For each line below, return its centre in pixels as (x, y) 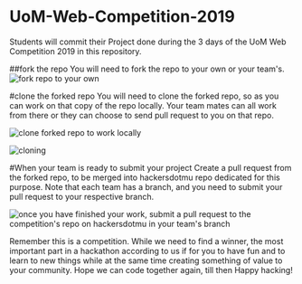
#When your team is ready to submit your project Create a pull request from (151, 167)
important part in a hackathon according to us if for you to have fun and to (147, 251)
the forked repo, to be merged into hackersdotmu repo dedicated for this (145, 177)
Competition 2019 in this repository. (75, 51)
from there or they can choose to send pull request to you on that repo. (142, 115)
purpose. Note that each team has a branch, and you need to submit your (146, 186)
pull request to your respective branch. (82, 196)
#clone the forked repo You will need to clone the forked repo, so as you (144, 96)
